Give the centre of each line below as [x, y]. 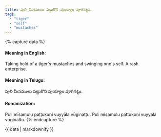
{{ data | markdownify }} [30, 129]
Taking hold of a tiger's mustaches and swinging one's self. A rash [72, 64]
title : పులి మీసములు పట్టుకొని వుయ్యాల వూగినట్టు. [49, 10]
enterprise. [16, 69]
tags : [10, 14]
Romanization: [20, 104]
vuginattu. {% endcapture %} [35, 119]
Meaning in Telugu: [25, 80]
